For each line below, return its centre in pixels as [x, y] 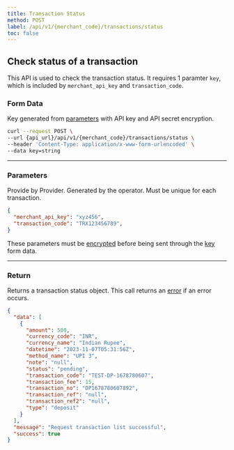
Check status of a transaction [73, 61]
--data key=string [34, 150]
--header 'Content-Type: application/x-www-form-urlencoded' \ [101, 145]
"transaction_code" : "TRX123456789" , [68, 224]
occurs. [18, 297]
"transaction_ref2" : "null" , [68, 401]
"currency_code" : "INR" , [62, 336]
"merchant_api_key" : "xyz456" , [59, 217]
